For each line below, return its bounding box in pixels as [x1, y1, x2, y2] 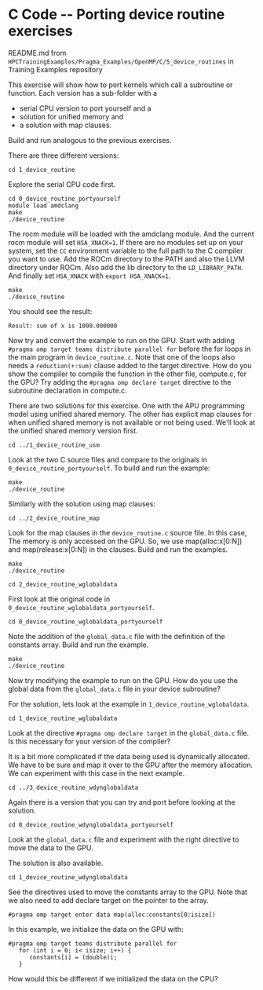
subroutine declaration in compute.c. [8, 385, 127, 395]
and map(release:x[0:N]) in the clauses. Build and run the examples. [8, 544, 228, 554]
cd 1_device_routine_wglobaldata [8, 714, 118, 722]
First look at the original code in [8, 594, 111, 604]
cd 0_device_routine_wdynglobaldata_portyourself [8, 820, 174, 829]
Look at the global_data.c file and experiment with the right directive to [8, 835, 239, 844]
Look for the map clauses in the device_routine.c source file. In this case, [8, 528, 247, 537]
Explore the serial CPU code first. [8, 179, 116, 189]
